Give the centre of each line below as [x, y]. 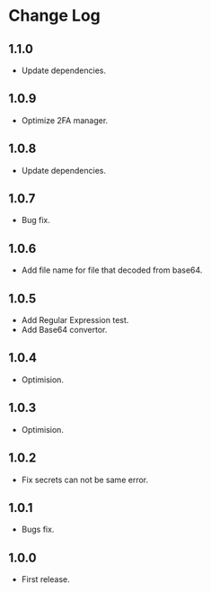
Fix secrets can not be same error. [85, 480]
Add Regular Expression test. [75, 320]
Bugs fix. [38, 529]
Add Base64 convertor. [64, 330]
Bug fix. [36, 220]
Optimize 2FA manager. [65, 120]
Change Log [54, 16]
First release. [45, 579]
